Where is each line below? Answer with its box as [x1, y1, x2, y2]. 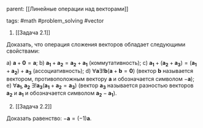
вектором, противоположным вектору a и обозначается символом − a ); [6, 75, 195, 82]
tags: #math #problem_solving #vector [6, 17, 104, 24]
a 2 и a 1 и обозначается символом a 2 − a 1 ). [6, 89, 117, 99]
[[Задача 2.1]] [15, 29, 51, 36]
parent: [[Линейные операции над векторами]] [6, 6, 129, 12]
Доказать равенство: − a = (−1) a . [6, 115, 92, 122]
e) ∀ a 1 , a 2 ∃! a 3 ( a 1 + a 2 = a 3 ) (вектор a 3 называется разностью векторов [6, 81, 194, 91]
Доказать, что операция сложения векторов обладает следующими [6, 41, 186, 48]
